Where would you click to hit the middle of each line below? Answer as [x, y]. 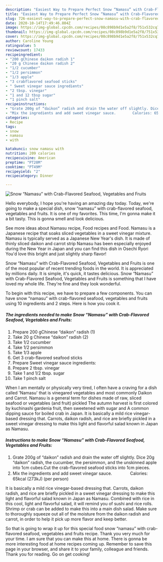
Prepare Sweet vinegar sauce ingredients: [54, 363]
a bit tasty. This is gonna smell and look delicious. [55, 219]
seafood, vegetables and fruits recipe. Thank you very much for [87, 534]
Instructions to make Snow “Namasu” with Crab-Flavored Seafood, [75, 440]
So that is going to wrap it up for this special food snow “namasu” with [76, 529]
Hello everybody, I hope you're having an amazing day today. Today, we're [80, 203]
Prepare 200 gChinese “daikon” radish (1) [54, 332]
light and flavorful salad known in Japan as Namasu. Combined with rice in [80, 499]
